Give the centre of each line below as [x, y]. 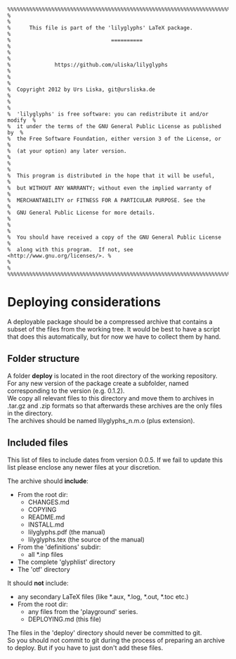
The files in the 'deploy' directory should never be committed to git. [105, 632]
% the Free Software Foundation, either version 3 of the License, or [114, 139]
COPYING [42, 509]
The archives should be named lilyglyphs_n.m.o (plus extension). [101, 420]
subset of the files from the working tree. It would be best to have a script [113, 329]
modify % [22, 120]
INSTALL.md [46, 525]
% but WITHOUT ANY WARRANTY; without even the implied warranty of [110, 188]
